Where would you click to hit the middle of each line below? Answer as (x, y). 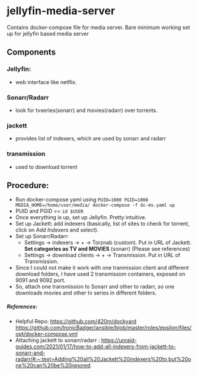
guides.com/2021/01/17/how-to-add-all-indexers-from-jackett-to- (96, 347)
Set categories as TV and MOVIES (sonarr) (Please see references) (107, 249)
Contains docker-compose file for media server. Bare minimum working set (98, 27)
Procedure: (28, 185)
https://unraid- (119, 340)
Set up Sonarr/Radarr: (42, 236)
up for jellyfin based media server (48, 33)
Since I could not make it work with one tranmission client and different (102, 268)
